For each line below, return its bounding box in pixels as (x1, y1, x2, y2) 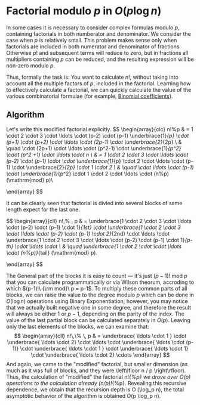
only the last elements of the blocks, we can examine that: (6, 323, 149, 330)
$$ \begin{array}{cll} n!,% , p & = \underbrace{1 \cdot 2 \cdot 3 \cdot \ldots (6, 217, 192, 224)
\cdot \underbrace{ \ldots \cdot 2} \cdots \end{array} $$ (30, 351, 170, 358)
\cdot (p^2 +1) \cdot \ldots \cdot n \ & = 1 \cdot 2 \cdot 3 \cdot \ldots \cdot (6, 151, 189, 158)
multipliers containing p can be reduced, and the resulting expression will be (6, 55, 194, 63)
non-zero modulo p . (6, 61, 56, 69)
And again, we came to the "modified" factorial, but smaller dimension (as (6, 360, 188, 367)
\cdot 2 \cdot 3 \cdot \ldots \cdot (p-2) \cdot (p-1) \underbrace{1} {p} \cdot (6, 132, 189, 139)
